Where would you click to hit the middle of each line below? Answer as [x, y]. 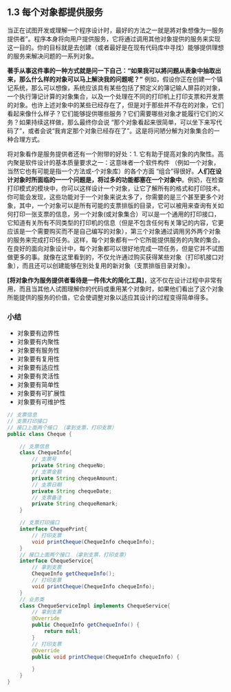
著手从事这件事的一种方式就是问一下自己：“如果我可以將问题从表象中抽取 [111, 70]
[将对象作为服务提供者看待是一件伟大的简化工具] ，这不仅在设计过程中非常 [112, 280]
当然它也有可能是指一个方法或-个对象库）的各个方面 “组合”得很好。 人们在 [111, 171]
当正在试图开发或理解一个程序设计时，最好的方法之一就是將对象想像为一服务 [115, 30]
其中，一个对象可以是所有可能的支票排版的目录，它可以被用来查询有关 [118, 205]
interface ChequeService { [57, 561]
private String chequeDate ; [72, 491]
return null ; [62, 632]
